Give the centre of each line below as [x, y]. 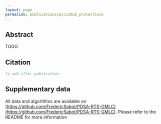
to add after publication [32, 74]
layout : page [19, 10]
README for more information [36, 117]
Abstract [19, 35]
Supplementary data [38, 89]
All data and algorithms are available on [46, 101]
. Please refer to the [136, 112]
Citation [18, 62]
